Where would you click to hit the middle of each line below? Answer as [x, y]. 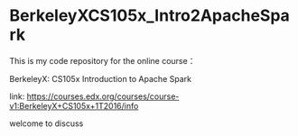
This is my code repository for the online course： [102, 60]
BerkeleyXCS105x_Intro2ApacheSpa [150, 16]
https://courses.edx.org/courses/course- [103, 96]
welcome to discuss [47, 123]
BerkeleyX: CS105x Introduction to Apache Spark [101, 78]
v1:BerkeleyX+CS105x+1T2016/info [74, 105]
